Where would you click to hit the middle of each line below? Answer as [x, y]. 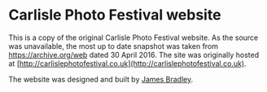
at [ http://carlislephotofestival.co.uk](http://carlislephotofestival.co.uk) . [127, 64]
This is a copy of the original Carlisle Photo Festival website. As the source [133, 37]
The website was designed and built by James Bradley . [101, 79]
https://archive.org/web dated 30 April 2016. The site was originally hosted [133, 55]
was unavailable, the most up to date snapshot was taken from [113, 46]
